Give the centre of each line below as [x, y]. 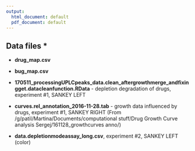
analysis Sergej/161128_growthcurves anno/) [68, 125]
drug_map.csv [32, 60]
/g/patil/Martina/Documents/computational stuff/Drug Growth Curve [96, 119]
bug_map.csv [31, 71]
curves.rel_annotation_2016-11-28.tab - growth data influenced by [96, 106]
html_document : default [40, 17]
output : [15, 11]
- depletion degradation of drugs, [131, 89]
